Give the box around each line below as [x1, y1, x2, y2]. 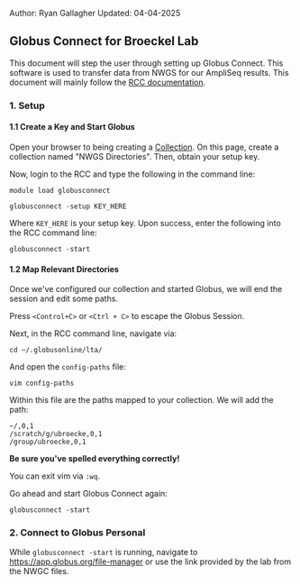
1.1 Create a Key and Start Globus [9, 122, 135, 132]
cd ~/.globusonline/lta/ [9, 346, 103, 355]
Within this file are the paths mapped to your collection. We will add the [9, 395, 274, 406]
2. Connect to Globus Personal [9, 526, 146, 539]
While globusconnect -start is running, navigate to [9, 547, 198, 558]
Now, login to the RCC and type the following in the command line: [9, 169, 256, 179]
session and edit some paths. [9, 293, 119, 305]
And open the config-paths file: [9, 361, 126, 372]
